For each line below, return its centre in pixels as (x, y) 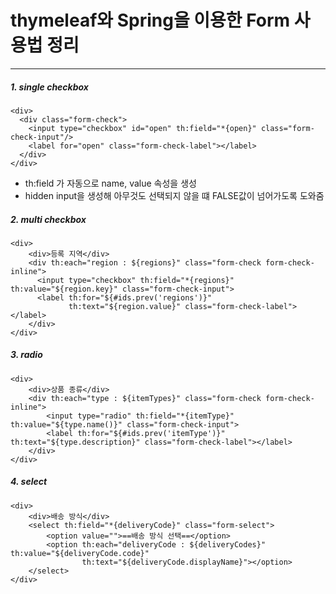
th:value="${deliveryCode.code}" (80, 553)
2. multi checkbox (48, 219)
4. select (29, 482)
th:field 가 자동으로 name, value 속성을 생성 (110, 183)
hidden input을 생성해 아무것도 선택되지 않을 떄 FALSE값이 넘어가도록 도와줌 (174, 195)
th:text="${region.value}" (125, 306)
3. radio (26, 355)
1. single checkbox (49, 87)
